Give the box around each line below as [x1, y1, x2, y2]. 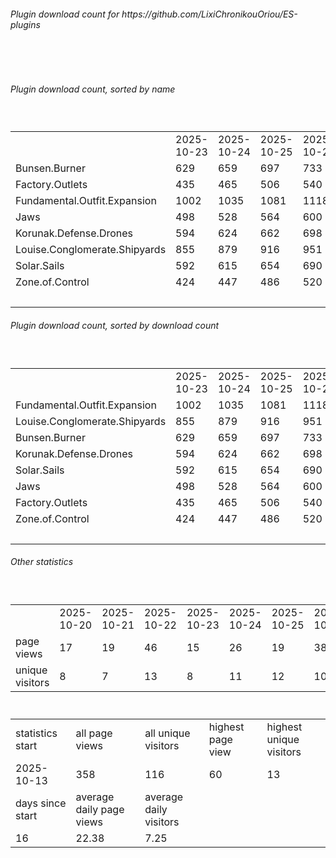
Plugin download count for [10, 8, 120, 20]
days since [15, 796, 67, 810]
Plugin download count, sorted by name [10, 83, 176, 95]
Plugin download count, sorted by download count [10, 320, 220, 331]
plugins [10, 18, 41, 30]
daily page [75, 802, 125, 816]
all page [75, 726, 113, 740]
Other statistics [10, 556, 74, 568]
